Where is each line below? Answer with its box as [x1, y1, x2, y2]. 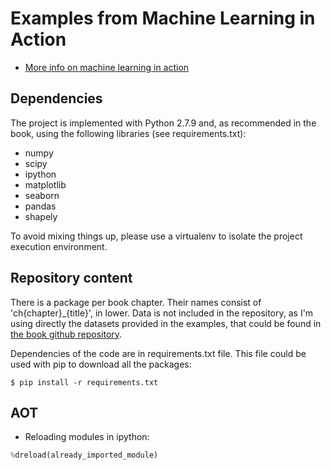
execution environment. [10, 240, 108, 252]
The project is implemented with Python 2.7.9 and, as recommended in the [10, 117, 317, 129]
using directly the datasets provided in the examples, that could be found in [10, 317, 322, 329]
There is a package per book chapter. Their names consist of [10, 296, 262, 308]
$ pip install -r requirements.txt [10, 377, 159, 387]
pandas [24, 200, 57, 212]
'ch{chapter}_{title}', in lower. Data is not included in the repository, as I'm [10, 307, 314, 319]
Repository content [10, 270, 133, 287]
